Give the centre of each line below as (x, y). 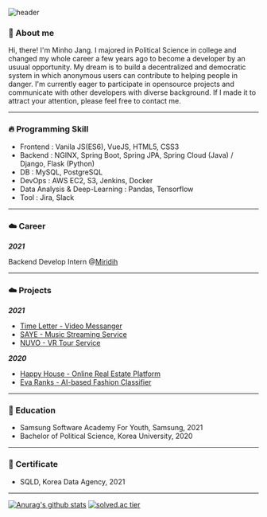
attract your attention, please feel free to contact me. (95, 101)
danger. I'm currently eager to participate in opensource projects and (121, 84)
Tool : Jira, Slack (47, 197)
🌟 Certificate (33, 464)
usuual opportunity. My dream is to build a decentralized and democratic (127, 67)
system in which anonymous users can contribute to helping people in (123, 76)
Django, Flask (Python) (57, 163)
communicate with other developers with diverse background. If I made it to (132, 92)
